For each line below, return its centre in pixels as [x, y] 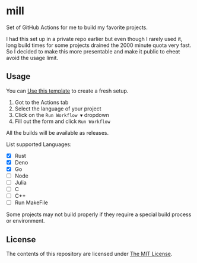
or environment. [26, 221]
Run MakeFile [31, 202]
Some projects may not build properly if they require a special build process [99, 214]
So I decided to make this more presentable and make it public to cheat [93, 51]
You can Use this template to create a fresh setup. [67, 91]
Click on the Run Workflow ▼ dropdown [62, 115]
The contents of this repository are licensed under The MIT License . [89, 254]
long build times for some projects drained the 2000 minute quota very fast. [99, 45]
